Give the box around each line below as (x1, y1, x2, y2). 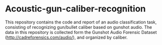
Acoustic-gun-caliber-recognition (5, 3, 146, 14)
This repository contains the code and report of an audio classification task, (5, 19, 157, 25)
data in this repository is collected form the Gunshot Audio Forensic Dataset (5, 29, 157, 35)
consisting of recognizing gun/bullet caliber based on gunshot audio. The (5, 24, 152, 30)
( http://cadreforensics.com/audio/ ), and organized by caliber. (5, 34, 128, 40)
